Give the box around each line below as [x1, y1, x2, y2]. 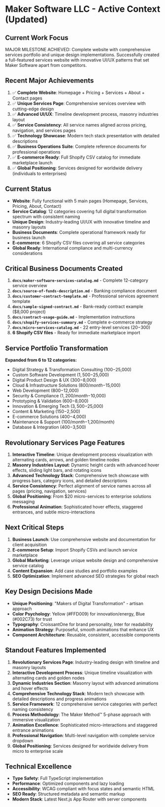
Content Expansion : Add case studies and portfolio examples [12, 568, 138, 574]
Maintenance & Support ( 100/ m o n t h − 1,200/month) [12, 419, 115, 425]
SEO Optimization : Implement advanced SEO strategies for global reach [12, 573, 159, 579]
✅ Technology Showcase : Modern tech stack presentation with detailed [12, 132, 160, 138]
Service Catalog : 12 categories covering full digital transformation [12, 208, 147, 214]
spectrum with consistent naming [12, 213, 80, 220]
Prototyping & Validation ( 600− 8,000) [12, 398, 89, 404]
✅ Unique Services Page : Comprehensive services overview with [12, 100, 146, 106]
